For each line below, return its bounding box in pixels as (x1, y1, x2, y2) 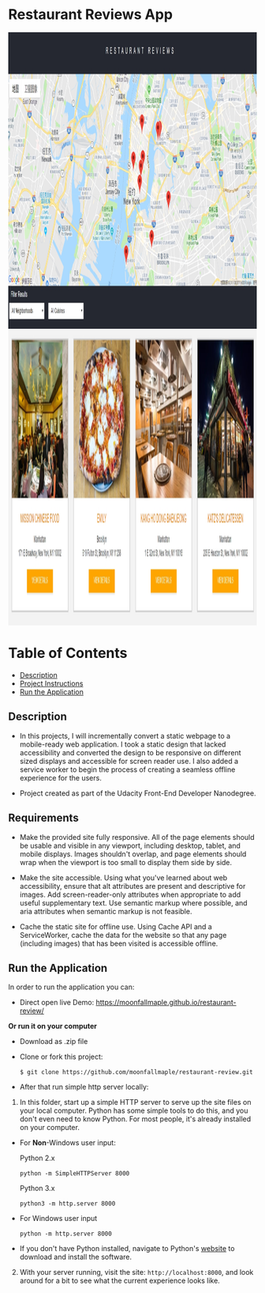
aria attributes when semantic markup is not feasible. (19, 906, 192, 916)
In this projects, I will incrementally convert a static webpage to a (19, 731, 231, 740)
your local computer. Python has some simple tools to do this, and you (19, 1106, 248, 1116)
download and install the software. (19, 1252, 132, 1262)
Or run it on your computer (8, 1022, 97, 1031)
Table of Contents (8, 645, 128, 662)
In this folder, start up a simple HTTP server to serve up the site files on (19, 1098, 252, 1107)
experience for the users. (19, 773, 103, 782)
